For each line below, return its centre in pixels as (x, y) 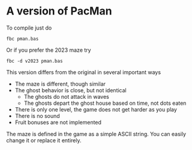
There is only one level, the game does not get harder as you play (96, 109)
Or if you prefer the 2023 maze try (49, 50)
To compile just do (29, 28)
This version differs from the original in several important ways (83, 72)
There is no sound (37, 116)
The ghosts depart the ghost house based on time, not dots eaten (105, 103)
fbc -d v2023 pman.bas (34, 61)
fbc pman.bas (22, 39)
